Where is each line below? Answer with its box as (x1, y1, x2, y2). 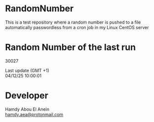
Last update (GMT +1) (5, 67, 49, 73)
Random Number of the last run (5, 42, 136, 53)
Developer (5, 90, 48, 101)
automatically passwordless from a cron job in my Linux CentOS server (5, 24, 149, 30)
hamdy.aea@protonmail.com (5, 111, 63, 117)
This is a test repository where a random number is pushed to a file (5, 19, 141, 25)
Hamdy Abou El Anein (5, 106, 50, 112)
